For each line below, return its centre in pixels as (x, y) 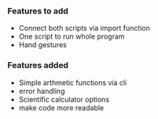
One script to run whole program (72, 36)
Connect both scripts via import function (84, 28)
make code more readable (61, 107)
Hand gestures (43, 45)
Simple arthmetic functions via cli (73, 82)
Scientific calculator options (64, 99)
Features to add (38, 11)
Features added (38, 65)
